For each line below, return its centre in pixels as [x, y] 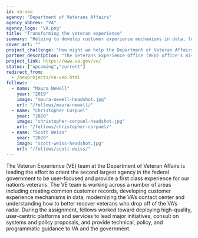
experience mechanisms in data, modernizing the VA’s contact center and [95, 197]
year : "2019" [33, 94]
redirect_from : [25, 72]
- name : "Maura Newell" [40, 89]
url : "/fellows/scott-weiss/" [54, 149]
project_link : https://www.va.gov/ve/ [54, 61]
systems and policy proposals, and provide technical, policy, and [85, 222]
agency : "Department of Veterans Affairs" [59, 17]
